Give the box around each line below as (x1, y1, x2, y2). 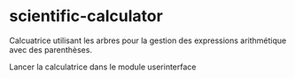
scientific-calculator (9, 6, 164, 26)
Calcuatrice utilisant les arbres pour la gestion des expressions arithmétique (9, 35, 287, 46)
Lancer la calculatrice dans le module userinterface (9, 61, 197, 72)
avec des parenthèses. (9, 44, 93, 54)
